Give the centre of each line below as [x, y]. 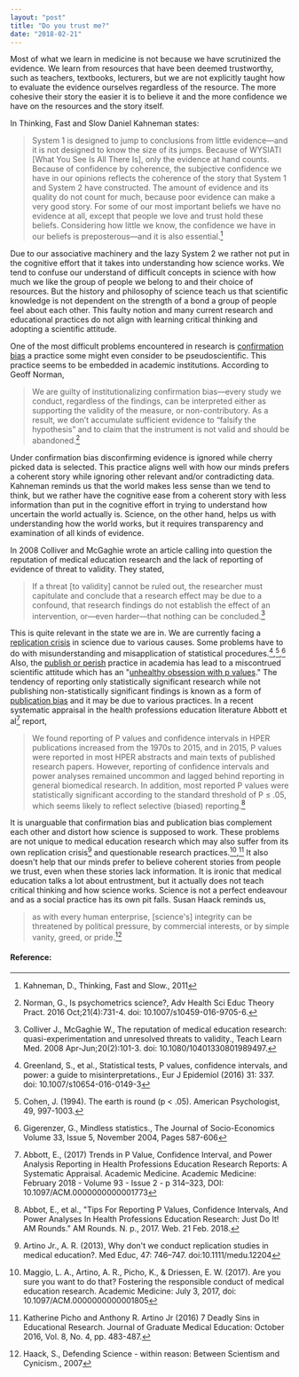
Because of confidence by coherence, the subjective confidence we [157, 169]
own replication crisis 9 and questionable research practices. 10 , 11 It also [139, 851]
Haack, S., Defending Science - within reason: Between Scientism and [151, 1353]
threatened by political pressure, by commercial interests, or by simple [160, 926]
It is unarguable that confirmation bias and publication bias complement [141, 822]
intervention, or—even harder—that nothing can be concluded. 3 [148, 615]
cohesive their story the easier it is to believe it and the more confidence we [149, 97]
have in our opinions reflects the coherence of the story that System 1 [159, 178]
